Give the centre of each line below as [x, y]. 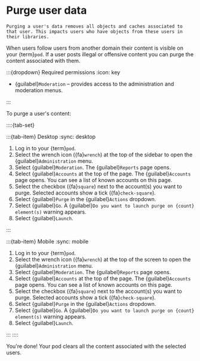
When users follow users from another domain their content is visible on [95, 48]
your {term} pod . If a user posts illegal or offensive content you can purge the [100, 54]
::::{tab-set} [20, 125]
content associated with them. [43, 60]
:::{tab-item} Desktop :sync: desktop [51, 136]
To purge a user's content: [39, 113]
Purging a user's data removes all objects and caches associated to [95, 26]
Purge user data [47, 10]
